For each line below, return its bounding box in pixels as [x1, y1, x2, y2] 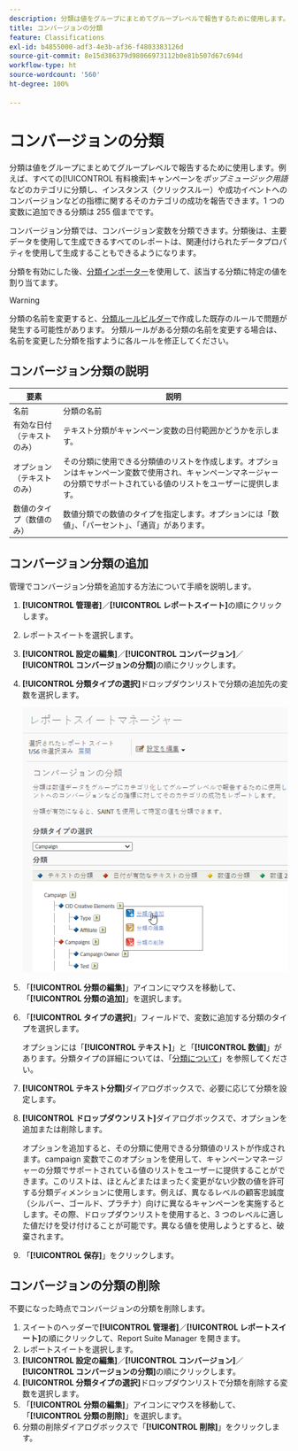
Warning [9, 295, 40, 305]
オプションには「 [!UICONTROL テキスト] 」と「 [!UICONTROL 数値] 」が [21, 1041, 283, 1053]
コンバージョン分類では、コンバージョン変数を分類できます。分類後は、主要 [9, 225, 287, 235]
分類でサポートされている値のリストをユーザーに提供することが [45, 1164, 279, 1175]
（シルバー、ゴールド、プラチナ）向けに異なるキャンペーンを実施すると [21, 1198, 286, 1208]
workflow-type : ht [9, 61, 77, 70]
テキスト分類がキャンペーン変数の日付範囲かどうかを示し [63, 425, 272, 436]
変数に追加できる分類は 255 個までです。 [9, 206, 159, 217]
